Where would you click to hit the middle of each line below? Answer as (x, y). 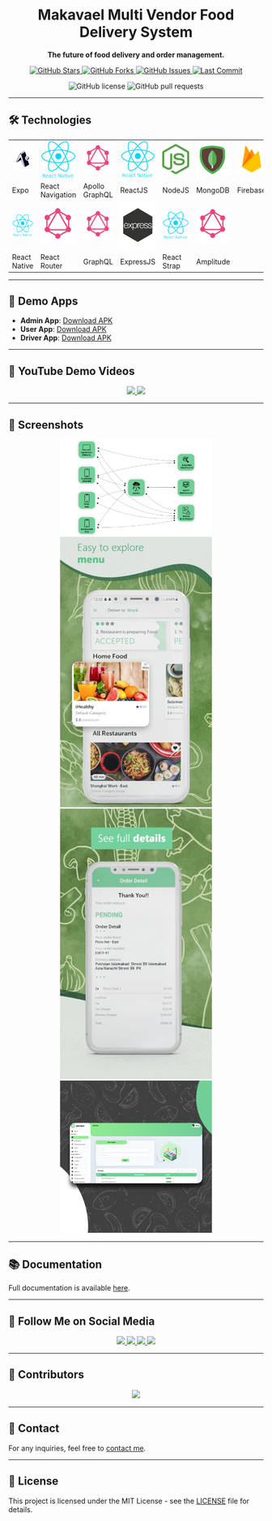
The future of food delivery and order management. (136, 54)
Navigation (58, 194)
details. (21, 1509)
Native (23, 266)
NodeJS (176, 190)
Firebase (251, 190)
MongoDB (213, 190)
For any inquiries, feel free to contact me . (77, 1448)
